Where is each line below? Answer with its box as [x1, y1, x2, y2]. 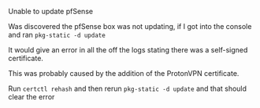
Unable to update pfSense [8, 7, 93, 16]
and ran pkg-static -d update [8, 31, 106, 39]
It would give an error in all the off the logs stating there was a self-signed [8, 45, 248, 54]
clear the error [8, 92, 55, 101]
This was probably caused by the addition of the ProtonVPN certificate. [8, 69, 240, 77]
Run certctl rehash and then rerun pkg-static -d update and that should [8, 84, 247, 93]
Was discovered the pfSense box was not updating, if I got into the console [8, 22, 252, 31]
